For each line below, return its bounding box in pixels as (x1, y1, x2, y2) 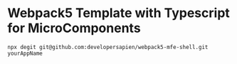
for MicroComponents (7, 20, 141, 36)
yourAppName (7, 50, 43, 57)
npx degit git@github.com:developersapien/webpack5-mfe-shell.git (7, 43, 209, 50)
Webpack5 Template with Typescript (7, 5, 230, 21)
